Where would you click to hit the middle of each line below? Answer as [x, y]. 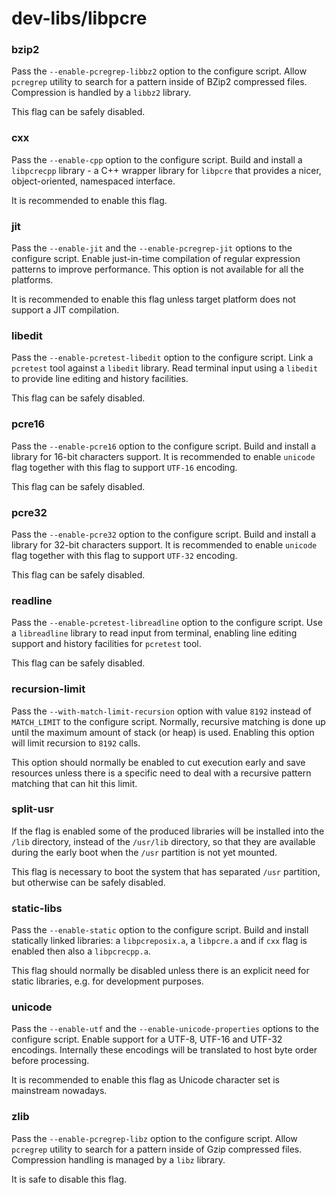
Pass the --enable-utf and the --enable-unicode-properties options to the [165, 1029]
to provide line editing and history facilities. [100, 379]
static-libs [37, 908]
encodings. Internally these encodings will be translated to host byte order [164, 1050]
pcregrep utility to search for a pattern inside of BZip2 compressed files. [159, 82]
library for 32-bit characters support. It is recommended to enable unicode [164, 544]
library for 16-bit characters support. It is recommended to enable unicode [163, 456]
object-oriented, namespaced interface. [93, 181]
